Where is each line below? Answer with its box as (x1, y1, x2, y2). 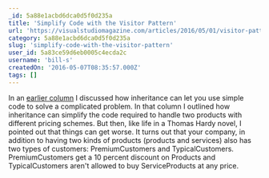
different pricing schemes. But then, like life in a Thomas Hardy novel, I (8, 118, 242, 128)
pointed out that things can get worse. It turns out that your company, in (8, 127, 246, 136)
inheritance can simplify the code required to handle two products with (8, 109, 243, 120)
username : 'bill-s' (8, 57, 74, 65)
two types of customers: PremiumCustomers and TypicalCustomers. (8, 144, 235, 153)
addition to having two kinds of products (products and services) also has (8, 135, 252, 144)
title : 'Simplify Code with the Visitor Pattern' (8, 19, 178, 27)
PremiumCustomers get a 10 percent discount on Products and (8, 152, 216, 162)
